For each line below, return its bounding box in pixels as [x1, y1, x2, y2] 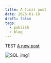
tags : [5, 20, 16, 26]
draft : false [5, 16, 32, 21]
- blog [9, 30, 23, 34]
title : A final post [5, 7, 47, 12]
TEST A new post [5, 43, 40, 48]
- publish [9, 25, 29, 30]
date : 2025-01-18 [5, 12, 40, 16]
